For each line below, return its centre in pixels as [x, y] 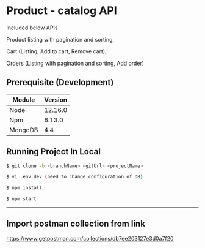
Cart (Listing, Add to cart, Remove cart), [56, 51]
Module [24, 100]
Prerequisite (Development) [60, 82]
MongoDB [24, 130]
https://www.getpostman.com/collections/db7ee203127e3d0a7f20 [90, 238]
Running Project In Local [53, 152]
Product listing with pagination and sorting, [60, 39]
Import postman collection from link [76, 224]
